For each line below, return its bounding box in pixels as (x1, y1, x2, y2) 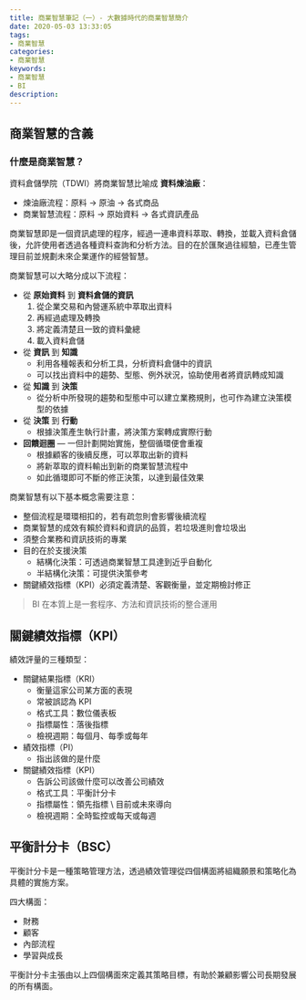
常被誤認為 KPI (36, 696, 92, 707)
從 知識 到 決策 (22, 380, 78, 392)
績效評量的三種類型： (9, 654, 89, 664)
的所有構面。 (9, 980, 57, 991)
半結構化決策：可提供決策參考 (36, 568, 148, 579)
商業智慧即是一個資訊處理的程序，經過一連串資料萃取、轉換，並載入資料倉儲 (9, 228, 297, 239)
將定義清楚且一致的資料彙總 (36, 324, 141, 335)
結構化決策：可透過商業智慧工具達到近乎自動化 (36, 557, 212, 568)
